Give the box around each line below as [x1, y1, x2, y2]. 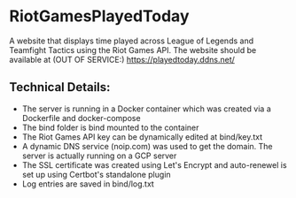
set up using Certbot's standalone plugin [21, 169, 171, 179]
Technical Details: [9, 80, 111, 95]
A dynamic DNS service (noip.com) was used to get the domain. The [21, 141, 273, 151]
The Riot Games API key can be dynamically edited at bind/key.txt [21, 131, 263, 142]
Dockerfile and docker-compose [21, 112, 141, 123]
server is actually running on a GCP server [21, 150, 177, 161]
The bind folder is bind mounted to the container [21, 122, 199, 133]
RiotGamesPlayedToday [9, 6, 190, 27]
